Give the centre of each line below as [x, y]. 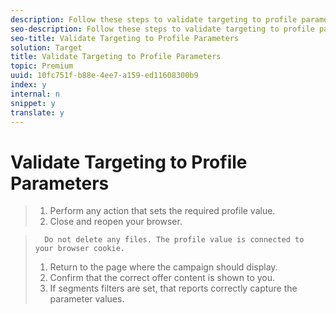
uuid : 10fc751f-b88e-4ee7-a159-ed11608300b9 [104, 76]
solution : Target [46, 47]
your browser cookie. [79, 249]
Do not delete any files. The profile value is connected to [174, 240]
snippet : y [33, 103]
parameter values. [87, 299]
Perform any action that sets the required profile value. [162, 211]
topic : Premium [42, 66]
